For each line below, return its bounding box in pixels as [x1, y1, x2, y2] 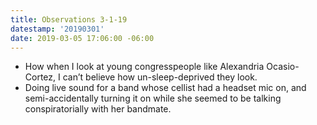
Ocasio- [266, 61, 300, 73]
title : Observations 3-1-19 [10, 14, 128, 25]
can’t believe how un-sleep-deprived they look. [62, 71, 258, 83]
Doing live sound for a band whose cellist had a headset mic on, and [24, 82, 307, 94]
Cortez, [24, 71, 57, 83]
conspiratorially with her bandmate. [24, 103, 172, 115]
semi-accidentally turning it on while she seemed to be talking [24, 92, 282, 105]
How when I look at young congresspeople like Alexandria [24, 61, 265, 73]
